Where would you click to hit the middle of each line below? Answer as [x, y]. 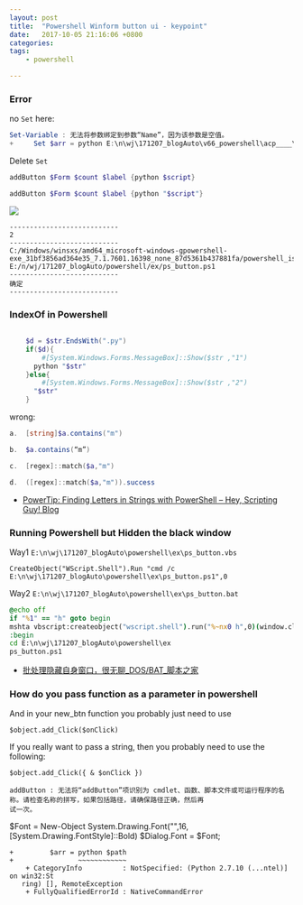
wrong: [23, 417]
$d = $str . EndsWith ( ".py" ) [76, 341]
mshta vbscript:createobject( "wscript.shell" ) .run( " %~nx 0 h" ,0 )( [134, 627]
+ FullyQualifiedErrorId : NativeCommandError [115, 892]
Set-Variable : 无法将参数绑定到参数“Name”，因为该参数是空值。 [119, 135]
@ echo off [28, 610]
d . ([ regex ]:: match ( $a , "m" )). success [82, 482]
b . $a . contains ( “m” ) [50, 449]
